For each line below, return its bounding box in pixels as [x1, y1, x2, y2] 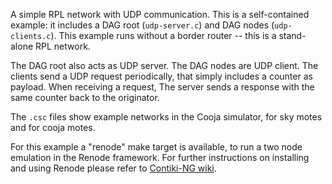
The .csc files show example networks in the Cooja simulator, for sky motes [10, 111, 323, 123]
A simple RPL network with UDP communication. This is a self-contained [10, 9, 310, 20]
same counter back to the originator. [10, 92, 160, 103]
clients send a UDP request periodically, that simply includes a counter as [10, 70, 313, 82]
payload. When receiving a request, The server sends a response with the [10, 81, 315, 93]
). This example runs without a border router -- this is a [50, 30, 277, 41]
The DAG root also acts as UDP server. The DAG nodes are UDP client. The [10, 60, 319, 71]
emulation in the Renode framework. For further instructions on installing [10, 152, 310, 163]
